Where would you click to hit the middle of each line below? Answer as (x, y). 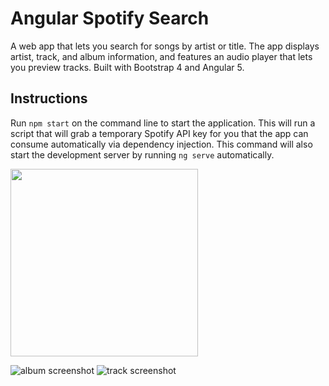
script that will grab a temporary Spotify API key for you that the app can (159, 133)
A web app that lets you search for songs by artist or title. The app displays (165, 46)
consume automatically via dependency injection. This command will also (161, 144)
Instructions (49, 98)
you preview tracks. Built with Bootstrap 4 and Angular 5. (127, 67)
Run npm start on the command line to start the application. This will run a (163, 123)
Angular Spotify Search (110, 18)
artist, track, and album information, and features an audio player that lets (161, 56)
